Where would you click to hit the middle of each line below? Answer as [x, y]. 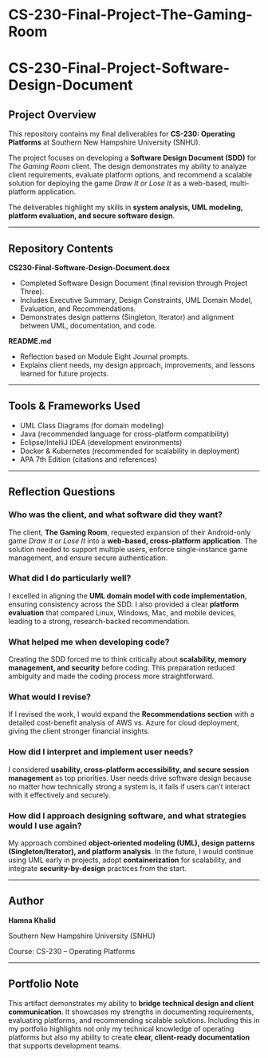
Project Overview [52, 115]
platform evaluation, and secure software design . [92, 216]
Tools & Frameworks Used [75, 406]
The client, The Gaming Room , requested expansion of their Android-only [130, 532]
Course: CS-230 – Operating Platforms [72, 951]
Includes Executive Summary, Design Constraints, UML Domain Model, [136, 300]
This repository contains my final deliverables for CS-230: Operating [122, 134]
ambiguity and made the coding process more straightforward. [111, 676]
